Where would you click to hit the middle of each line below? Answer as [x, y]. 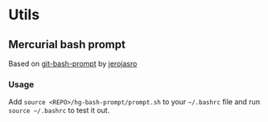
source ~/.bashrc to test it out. [59, 111]
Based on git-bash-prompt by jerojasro [73, 63]
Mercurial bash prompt [67, 45]
